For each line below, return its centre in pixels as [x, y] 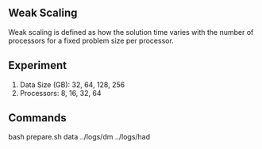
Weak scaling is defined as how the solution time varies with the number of [131, 32]
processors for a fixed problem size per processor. [91, 40]
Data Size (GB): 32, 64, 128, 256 [72, 84]
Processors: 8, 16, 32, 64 [60, 93]
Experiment [38, 65]
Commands [38, 118]
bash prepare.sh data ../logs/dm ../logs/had [79, 137]
